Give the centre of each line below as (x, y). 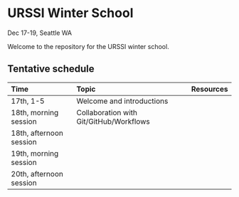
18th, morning (35, 112)
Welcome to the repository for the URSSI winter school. (88, 46)
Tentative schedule (51, 69)
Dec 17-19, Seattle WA (40, 33)
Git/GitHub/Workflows (113, 121)
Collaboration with (107, 112)
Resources (209, 89)
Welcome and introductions (122, 101)
